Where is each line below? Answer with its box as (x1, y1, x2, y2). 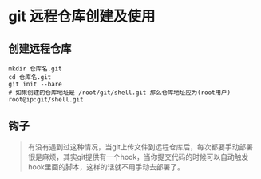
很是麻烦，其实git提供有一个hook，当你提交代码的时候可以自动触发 (27, 152, 249, 161)
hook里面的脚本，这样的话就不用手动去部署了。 (27, 161, 185, 172)
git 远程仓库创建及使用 (8, 7, 156, 26)
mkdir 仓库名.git (8, 65, 62, 73)
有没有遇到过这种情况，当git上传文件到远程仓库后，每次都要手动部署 (27, 141, 254, 152)
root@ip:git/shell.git (8, 96, 84, 104)
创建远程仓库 (8, 42, 72, 55)
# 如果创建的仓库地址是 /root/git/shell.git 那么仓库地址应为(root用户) (8, 89, 231, 97)
